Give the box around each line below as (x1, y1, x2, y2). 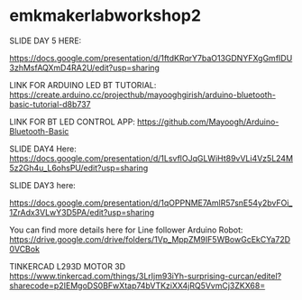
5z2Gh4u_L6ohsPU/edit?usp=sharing (9, 162, 149, 173)
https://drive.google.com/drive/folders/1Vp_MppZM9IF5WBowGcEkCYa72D (9, 233, 291, 244)
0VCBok (9, 243, 41, 254)
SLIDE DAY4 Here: (9, 143, 77, 154)
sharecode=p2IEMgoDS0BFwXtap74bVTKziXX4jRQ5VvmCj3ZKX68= (9, 280, 266, 291)
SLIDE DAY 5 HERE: (9, 35, 82, 46)
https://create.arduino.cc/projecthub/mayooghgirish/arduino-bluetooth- (9, 89, 277, 100)
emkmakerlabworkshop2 (9, 5, 201, 26)
